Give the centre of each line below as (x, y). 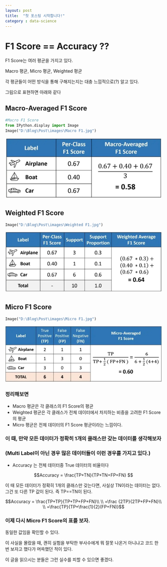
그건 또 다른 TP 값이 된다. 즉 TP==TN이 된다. (49, 491)
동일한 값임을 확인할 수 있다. (32, 532)
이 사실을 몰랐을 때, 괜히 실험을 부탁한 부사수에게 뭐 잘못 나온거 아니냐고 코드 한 (82, 543)
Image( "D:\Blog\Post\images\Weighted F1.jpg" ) (54, 225)
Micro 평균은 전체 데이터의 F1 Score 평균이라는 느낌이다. (67, 424)
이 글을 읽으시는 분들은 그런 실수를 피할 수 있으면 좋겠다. (59, 560)
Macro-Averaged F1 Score (46, 108)
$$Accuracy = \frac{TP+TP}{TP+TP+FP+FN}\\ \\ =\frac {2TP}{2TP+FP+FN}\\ (83, 501)
